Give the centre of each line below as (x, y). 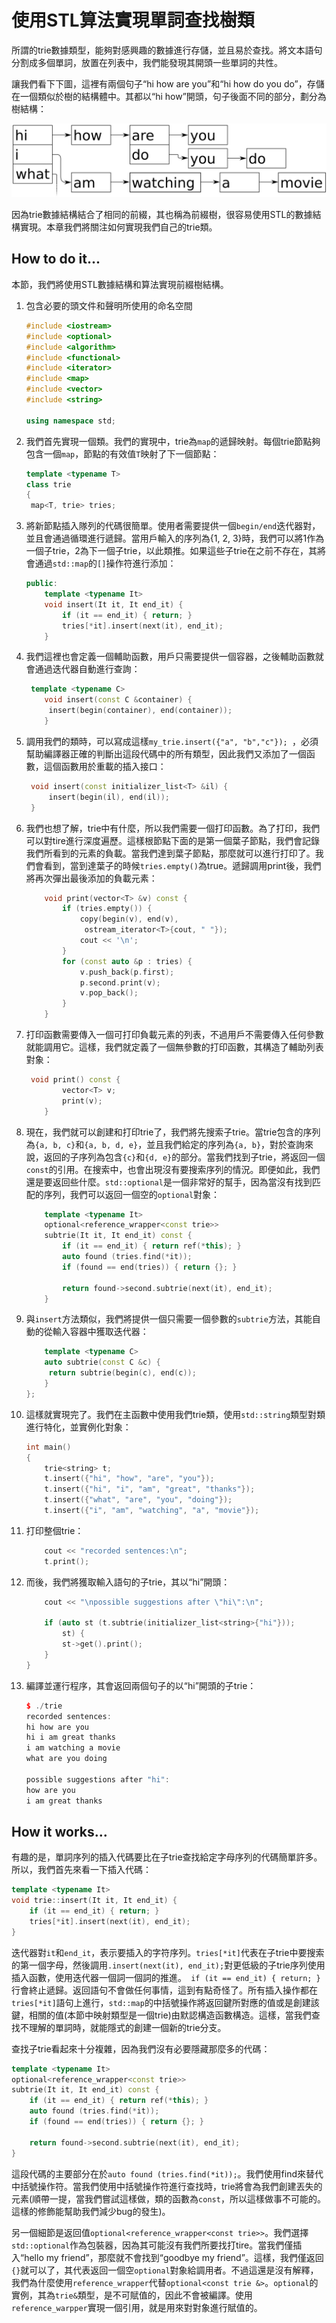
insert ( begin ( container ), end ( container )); (140, 711)
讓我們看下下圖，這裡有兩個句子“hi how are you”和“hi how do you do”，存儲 (168, 83)
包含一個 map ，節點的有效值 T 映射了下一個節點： (122, 453)
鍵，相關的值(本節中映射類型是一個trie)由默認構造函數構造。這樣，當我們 (161, 2015)
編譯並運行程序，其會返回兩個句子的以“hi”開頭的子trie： (141, 1685)
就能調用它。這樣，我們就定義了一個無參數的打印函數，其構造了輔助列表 (174, 1047)
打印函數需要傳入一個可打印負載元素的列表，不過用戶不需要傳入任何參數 (174, 1034)
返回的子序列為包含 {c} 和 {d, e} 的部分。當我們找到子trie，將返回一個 (184, 1157)
